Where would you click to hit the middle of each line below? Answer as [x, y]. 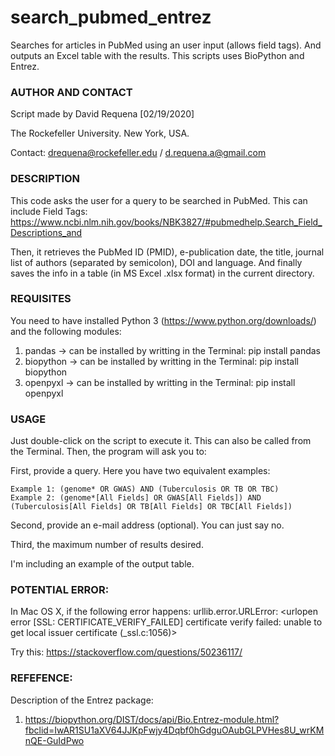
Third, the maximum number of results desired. [107, 545]
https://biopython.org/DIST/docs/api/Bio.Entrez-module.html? [152, 719]
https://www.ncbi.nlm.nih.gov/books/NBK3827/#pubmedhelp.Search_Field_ [166, 222]
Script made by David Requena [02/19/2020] [102, 114]
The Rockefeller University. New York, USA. [100, 133]
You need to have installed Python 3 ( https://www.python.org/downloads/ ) [163, 320]
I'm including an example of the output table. [102, 564]
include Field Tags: [49, 211]
